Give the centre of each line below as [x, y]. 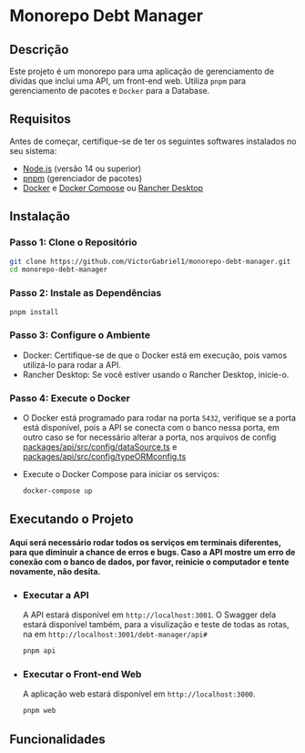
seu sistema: [33, 150]
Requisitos [40, 119]
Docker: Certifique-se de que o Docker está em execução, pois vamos [155, 355]
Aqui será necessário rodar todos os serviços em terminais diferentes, [145, 542]
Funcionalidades [58, 739]
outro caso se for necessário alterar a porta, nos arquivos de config [149, 437]
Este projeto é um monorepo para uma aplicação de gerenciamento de [142, 71]
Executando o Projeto [71, 519]
